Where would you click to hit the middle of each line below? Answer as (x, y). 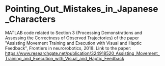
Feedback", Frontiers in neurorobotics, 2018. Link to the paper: (68, 48)
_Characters (30, 19)
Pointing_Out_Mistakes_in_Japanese (82, 9)
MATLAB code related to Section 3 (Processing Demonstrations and (74, 33)
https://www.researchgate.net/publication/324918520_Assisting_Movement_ (82, 53)
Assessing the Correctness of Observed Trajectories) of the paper (72, 38)
